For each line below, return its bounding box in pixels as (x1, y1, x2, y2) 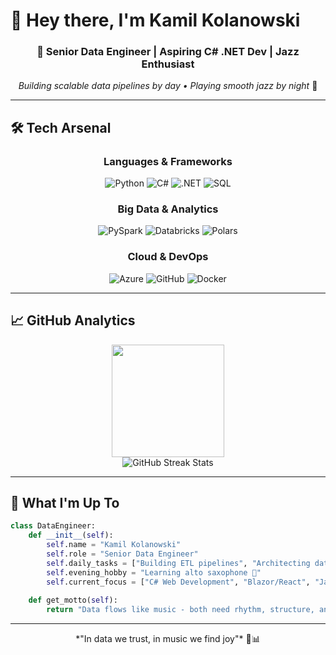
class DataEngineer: (10, 521, 97, 531)
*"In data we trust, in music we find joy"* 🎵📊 (75, 633, 261, 645)
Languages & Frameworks (103, 154, 233, 168)
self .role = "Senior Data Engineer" (46, 549, 199, 559)
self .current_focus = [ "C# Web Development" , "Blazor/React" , (46, 577, 311, 587)
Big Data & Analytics (117, 202, 219, 216)
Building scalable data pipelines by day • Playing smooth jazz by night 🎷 (18, 80, 318, 92)
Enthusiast (141, 57, 195, 71)
